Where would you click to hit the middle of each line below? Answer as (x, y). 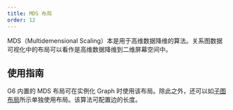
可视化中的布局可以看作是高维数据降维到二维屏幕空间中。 (89, 49)
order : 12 (22, 20)
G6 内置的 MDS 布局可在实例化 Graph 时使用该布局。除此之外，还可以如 (111, 91)
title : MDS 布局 (30, 13)
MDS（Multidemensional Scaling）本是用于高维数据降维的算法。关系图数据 (115, 40)
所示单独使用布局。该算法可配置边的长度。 (80, 100)
